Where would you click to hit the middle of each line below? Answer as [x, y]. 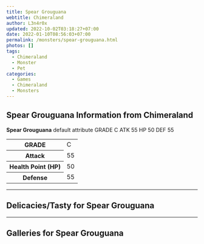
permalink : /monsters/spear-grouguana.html [62, 40]
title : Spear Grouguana [36, 12]
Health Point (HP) [35, 167]
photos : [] [20, 46]
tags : [13, 51]
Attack [35, 156]
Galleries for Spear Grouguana [65, 233]
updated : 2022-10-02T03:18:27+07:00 [53, 29]
